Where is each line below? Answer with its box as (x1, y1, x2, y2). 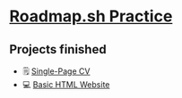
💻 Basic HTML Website (22, 79, 110, 90)
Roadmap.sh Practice (9, 6, 173, 27)
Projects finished (9, 42, 107, 57)
